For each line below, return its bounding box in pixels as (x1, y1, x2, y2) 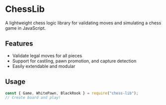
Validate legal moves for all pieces (12, 52, 82, 58)
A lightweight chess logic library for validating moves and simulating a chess (5, 20, 162, 26)
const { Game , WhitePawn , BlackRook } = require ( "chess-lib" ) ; (5, 91, 139, 96)
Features (5, 40, 33, 48)
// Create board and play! (5, 95, 61, 100)
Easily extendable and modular (12, 63, 75, 69)
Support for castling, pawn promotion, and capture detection (12, 58, 137, 64)
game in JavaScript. (5, 25, 46, 31)
